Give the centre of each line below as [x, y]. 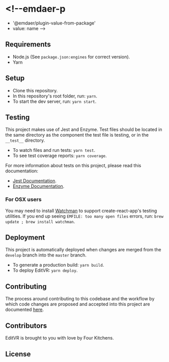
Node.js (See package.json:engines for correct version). [71, 57]
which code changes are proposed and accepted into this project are [78, 304]
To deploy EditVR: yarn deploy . [45, 270]
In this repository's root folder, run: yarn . [55, 96]
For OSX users [23, 199]
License [18, 354]
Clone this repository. [35, 90]
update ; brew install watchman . [40, 221]
